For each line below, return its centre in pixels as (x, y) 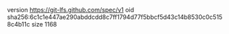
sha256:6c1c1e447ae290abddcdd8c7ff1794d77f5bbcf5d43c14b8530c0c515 (115, 17)
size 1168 (44, 24)
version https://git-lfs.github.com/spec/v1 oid (71, 10)
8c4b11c (19, 24)
